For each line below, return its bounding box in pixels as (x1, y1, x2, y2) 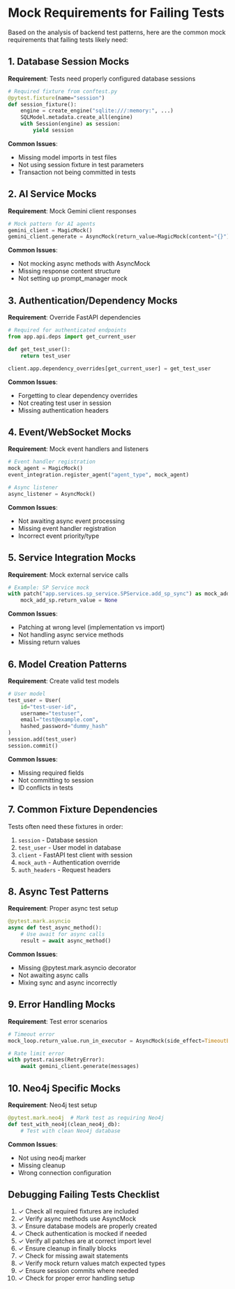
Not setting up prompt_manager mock (17, 274, 128, 283)
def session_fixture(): (8, 101, 77, 108)
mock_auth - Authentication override (17, 858, 121, 867)
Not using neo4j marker (17, 1153, 86, 1162)
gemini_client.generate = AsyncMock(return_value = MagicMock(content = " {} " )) (8, 233, 233, 241)
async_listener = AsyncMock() (8, 490, 96, 497)
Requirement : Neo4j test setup (8, 1100, 98, 1109)
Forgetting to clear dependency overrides (17, 391, 138, 399)
